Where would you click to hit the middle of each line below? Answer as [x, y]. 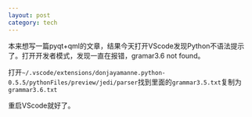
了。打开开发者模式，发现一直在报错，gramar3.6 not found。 [106, 55]
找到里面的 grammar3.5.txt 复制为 [190, 82]
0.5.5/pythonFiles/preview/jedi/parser [73, 83]
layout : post [29, 15]
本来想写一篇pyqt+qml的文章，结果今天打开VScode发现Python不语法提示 [126, 46]
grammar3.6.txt [33, 90]
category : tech [33, 23]
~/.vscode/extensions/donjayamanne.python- [94, 73]
